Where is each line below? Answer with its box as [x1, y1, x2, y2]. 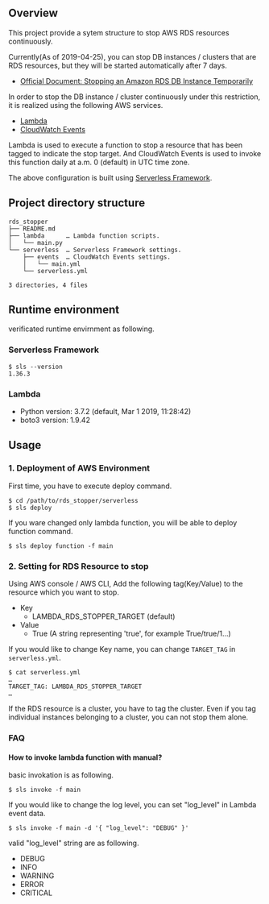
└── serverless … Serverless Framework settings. [8, 246, 182, 254]
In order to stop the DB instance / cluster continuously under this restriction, [8, 92, 261, 102]
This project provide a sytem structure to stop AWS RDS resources [8, 27, 230, 37]
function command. [8, 526, 73, 536]
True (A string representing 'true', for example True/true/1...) [31, 628, 231, 639]
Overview [8, 6, 59, 20]
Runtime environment [8, 303, 119, 317]
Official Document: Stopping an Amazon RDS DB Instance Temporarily [19, 76, 254, 85]
